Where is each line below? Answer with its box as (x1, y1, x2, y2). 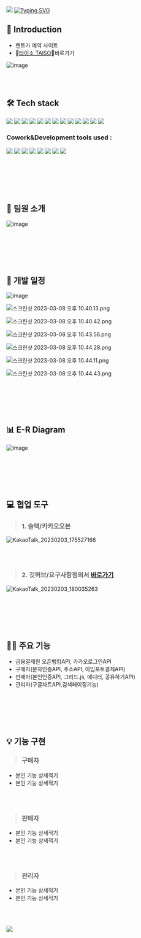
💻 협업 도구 (6, 499, 48, 510)
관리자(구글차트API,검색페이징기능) (15, 681, 99, 688)
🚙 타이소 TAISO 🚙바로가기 (15, 49, 75, 56)
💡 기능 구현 (6, 736, 46, 747)
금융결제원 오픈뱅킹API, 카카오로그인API (15, 658, 112, 665)
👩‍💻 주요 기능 (6, 640, 51, 651)
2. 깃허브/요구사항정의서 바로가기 (21, 571, 114, 579)
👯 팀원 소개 (6, 204, 46, 214)
